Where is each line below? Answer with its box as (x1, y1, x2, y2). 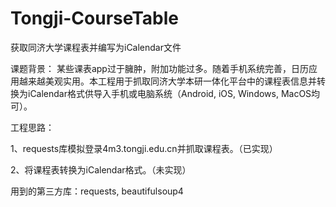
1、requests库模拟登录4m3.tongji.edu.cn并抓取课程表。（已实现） (10, 142, 278, 154)
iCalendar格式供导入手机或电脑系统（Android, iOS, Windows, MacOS (27, 87, 312, 99)
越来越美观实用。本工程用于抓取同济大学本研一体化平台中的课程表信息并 (18, 75, 317, 87)
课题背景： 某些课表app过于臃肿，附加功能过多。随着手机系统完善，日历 (10, 62, 309, 74)
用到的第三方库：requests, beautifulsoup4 (10, 185, 184, 197)
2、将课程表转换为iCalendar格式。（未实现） (10, 163, 192, 176)
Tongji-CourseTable (10, 7, 180, 30)
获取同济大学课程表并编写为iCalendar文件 (10, 41, 182, 53)
